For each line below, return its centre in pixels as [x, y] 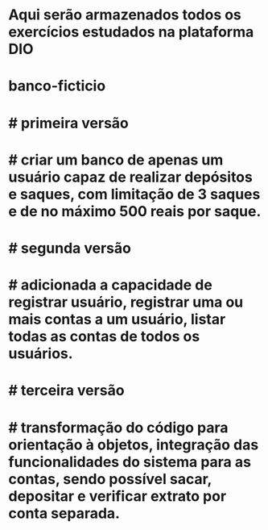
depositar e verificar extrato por [118, 496]
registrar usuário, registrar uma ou [126, 302]
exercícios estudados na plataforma [131, 32]
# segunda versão [70, 248]
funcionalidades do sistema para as [130, 462]
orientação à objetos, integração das [134, 444]
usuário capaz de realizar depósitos [131, 177]
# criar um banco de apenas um [116, 160]
